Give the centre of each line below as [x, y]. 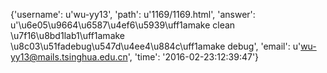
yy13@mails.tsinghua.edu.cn [69, 57]
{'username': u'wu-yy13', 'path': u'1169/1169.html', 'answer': [133, 14]
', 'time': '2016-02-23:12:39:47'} [193, 57]
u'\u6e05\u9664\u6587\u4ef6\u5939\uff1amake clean [123, 25]
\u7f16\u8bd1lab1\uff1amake [68, 35]
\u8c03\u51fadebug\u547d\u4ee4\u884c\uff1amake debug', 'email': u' [156, 46]
